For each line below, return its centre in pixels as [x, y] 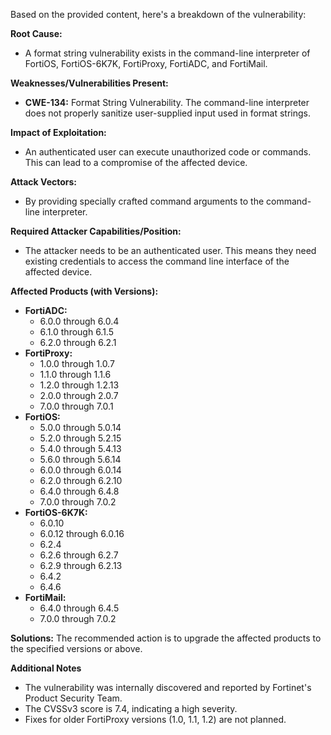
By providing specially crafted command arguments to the [144, 201]
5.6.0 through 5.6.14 [80, 459]
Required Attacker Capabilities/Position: [96, 231]
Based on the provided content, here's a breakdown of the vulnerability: [158, 14]
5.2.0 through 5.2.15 [80, 438]
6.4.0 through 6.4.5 [79, 608]
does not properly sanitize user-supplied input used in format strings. [168, 113]
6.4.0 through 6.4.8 [79, 491]
